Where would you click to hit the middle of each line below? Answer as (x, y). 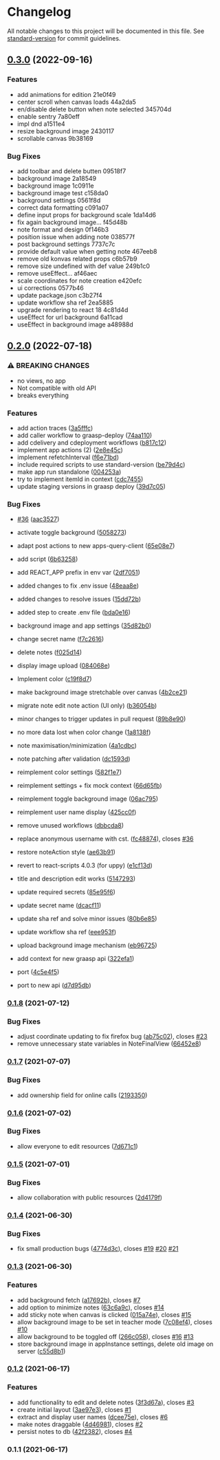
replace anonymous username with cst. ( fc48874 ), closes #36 (105, 839)
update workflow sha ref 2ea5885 (65, 302)
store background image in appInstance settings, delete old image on (115, 1344)
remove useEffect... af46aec (57, 273)
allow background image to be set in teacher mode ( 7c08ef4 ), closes (115, 1322)
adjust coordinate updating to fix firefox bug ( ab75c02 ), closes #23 (112, 1037)
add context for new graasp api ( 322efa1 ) (76, 959)
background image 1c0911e (55, 186)
